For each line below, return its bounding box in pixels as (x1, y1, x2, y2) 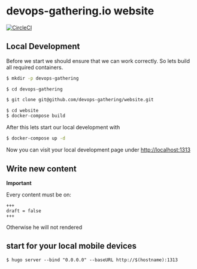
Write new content (6, 164, 77, 174)
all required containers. (6, 64, 63, 71)
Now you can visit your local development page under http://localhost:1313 (6, 146, 190, 153)
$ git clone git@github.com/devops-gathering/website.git (6, 96, 154, 102)
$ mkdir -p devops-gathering (6, 75, 79, 81)
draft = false (6, 208, 42, 214)
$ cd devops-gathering (6, 86, 63, 92)
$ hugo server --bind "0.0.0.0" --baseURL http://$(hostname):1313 (6, 256, 178, 263)
